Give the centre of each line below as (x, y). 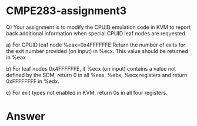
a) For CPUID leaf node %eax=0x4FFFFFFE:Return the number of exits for (96, 45)
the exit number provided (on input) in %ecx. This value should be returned (97, 51)
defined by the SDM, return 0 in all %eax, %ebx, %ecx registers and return (97, 75)
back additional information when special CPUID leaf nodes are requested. (96, 33)
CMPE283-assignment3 (66, 11)
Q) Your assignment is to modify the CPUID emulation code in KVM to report (98, 27)
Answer (26, 117)
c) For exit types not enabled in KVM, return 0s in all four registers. (87, 92)
